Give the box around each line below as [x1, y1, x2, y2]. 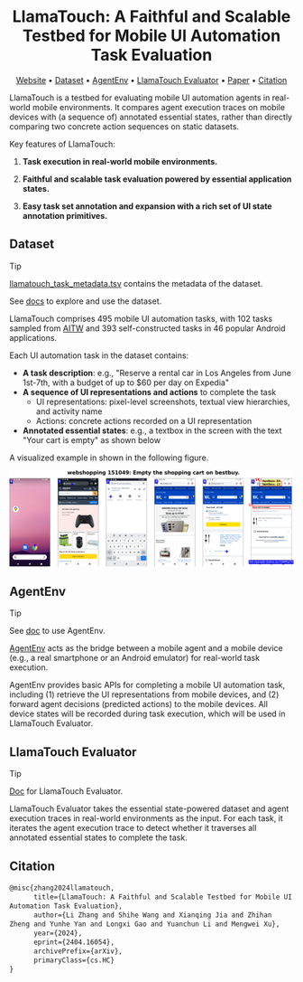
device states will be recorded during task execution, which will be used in [9, 708, 286, 720]
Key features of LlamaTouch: [9, 138, 115, 149]
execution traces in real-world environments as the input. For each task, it [9, 813, 284, 824]
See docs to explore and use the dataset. [9, 296, 162, 307]
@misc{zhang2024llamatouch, [9, 883, 115, 892]
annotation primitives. [22, 210, 108, 221]
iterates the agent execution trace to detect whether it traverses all [9, 823, 257, 834]
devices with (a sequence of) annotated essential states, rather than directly [9, 111, 293, 122]
